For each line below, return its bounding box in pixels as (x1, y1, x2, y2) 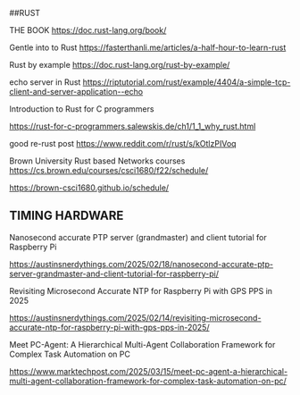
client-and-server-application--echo (9, 87, 144, 97)
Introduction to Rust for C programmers (9, 104, 154, 114)
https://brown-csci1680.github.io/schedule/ (9, 182, 170, 193)
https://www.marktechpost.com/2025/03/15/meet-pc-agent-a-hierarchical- (9, 366, 288, 376)
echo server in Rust (9, 77, 81, 88)
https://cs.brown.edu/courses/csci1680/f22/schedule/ (9, 165, 209, 175)
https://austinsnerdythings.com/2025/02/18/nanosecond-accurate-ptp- (9, 258, 274, 269)
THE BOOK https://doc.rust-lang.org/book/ (9, 25, 167, 35)
